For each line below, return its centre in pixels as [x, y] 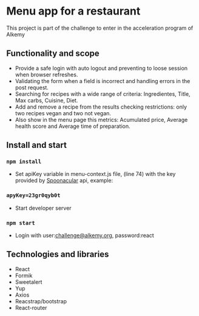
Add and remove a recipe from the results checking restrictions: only [101, 107]
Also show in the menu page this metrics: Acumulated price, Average [101, 119]
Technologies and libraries [58, 254]
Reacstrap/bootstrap [41, 301]
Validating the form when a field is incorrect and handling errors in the [103, 81]
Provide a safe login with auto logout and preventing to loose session [101, 68]
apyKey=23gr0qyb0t [33, 196]
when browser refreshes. [46, 75]
